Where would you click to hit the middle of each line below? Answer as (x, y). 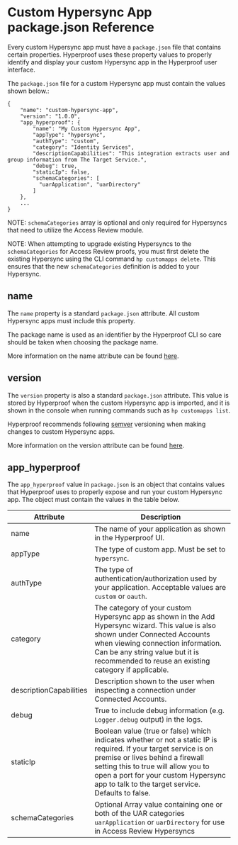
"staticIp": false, (62, 172)
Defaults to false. (123, 793)
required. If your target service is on (154, 749)
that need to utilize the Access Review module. (75, 230)
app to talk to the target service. (147, 784)
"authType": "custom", (66, 141)
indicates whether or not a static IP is (156, 740)
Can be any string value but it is (147, 652)
